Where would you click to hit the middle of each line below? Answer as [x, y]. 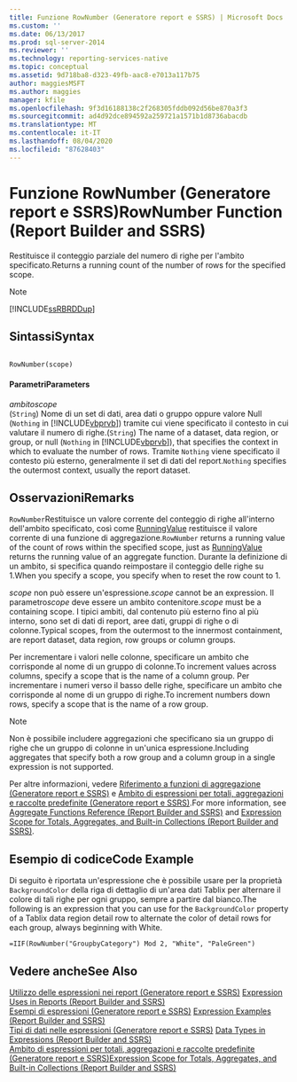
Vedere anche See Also [74, 971]
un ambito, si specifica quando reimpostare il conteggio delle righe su [137, 566]
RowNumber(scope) [41, 365]
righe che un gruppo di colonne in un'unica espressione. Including [129, 748]
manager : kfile [37, 100]
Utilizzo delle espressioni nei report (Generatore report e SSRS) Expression [146, 992]
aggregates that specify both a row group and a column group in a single [142, 757]
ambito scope [33, 404]
